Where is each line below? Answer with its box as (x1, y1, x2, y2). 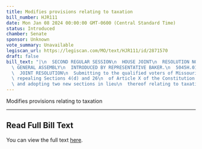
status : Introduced (6, 25, 55, 32)
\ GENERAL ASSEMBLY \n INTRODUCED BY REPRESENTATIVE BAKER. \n (11, 64, 171, 71)
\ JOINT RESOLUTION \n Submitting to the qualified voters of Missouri (11, 70, 198, 76)
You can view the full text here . (6, 136, 83, 144)
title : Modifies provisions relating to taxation (6, 8, 133, 15)
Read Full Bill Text (6, 120, 74, 130)
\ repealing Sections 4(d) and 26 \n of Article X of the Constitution (11, 75, 195, 81)
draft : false (6, 53, 39, 59)
